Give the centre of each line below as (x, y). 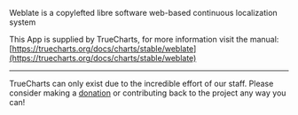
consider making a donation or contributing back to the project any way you (148, 93)
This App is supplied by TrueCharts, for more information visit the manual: (144, 39)
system (23, 22)
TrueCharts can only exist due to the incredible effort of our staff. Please (141, 84)
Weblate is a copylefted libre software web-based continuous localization (143, 13)
